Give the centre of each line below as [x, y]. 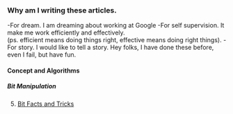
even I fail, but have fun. [42, 55]
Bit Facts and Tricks [46, 104]
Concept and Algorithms [43, 70]
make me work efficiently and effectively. [66, 32]
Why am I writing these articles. [62, 10]
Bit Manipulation [32, 86]
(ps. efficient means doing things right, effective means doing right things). [114, 40]
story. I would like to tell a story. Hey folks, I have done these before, [116, 48]
